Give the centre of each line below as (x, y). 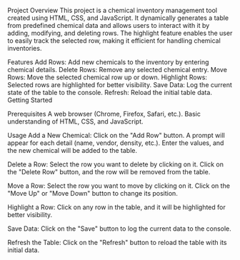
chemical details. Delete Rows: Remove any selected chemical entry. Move (117, 70)
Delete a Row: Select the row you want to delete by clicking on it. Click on (115, 164)
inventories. (25, 48)
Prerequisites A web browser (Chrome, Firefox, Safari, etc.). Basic (104, 114)
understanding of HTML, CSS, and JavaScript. (76, 121)
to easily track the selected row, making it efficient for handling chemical (114, 41)
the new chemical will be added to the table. (72, 150)
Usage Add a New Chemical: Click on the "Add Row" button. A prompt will (116, 135)
